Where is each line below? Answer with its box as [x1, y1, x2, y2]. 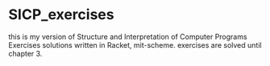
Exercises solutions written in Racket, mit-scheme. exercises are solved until [8, 40, 262, 49]
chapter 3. [8, 49, 43, 58]
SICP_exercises [8, 6, 114, 24]
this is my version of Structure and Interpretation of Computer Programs [8, 32, 247, 41]
